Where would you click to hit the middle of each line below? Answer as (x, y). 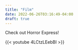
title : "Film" (20, 10)
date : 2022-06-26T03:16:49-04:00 (39, 14)
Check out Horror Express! (32, 33)
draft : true (17, 19)
